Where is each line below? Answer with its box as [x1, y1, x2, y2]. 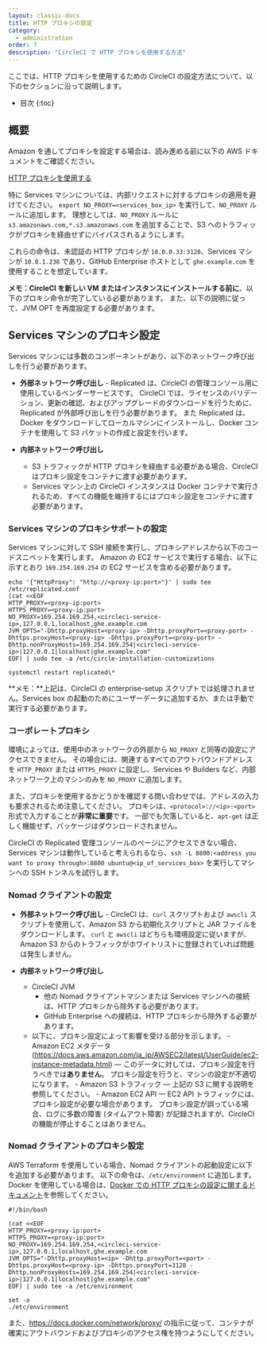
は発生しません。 [19, 949, 76, 958]
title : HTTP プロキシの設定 [8, 19, 93, 27]
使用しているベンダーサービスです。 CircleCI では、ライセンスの [19, 388, 230, 397]
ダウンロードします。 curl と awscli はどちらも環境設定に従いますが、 [19, 929, 251, 938]
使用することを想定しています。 [8, 266, 113, 276]
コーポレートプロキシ [8, 725, 90, 736]
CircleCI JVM [31, 982, 75, 991]
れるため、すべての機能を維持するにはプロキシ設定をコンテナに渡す [31, 491, 254, 501]
